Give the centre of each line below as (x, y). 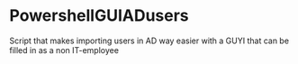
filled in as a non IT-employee (64, 50)
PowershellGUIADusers (99, 16)
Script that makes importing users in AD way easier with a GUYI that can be (149, 41)
